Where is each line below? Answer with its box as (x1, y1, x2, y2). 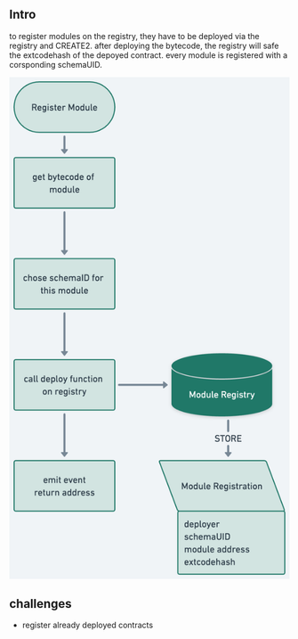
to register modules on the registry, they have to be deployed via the (9, 30, 260, 41)
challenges (9, 596, 73, 611)
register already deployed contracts (21, 619, 154, 631)
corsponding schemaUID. (9, 59, 102, 70)
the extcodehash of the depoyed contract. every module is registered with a (9, 49, 288, 61)
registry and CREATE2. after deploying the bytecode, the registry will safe (9, 40, 279, 51)
